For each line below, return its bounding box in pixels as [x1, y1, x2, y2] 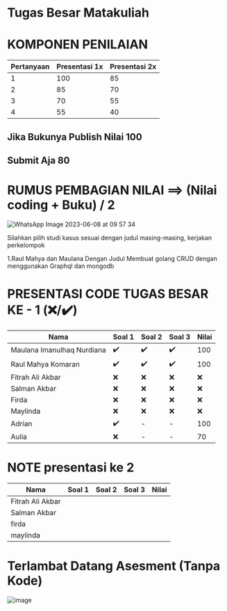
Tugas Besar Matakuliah [7, 5, 150, 21]
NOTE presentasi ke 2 [7, 460, 135, 475]
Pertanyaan [10, 62, 50, 72]
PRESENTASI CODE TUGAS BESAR [7, 286, 209, 302]
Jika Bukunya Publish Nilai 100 [7, 131, 142, 143]
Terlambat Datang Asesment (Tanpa [7, 558, 221, 574]
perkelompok [7, 241, 45, 249]
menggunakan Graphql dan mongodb [7, 262, 115, 270]
